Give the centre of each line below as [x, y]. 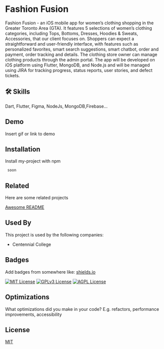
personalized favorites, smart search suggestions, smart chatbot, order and [82, 49]
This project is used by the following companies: [54, 234]
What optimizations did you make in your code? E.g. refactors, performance [82, 309]
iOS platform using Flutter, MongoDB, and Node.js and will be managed [78, 65]
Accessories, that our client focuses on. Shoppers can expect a [70, 39]
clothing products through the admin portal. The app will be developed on [80, 59]
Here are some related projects [37, 198]
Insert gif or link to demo [30, 134]
